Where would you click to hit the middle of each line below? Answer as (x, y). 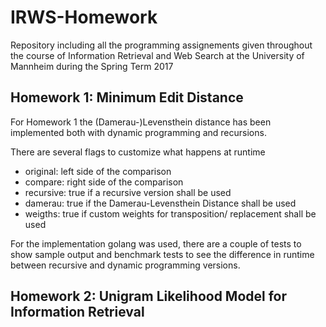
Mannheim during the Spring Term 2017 (92, 66)
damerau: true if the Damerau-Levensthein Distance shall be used (160, 203)
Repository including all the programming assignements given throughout (161, 45)
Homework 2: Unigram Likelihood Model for (149, 296)
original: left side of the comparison (98, 171)
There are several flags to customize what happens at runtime (138, 152)
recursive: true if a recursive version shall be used (128, 192)
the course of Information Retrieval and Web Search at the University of (157, 55)
